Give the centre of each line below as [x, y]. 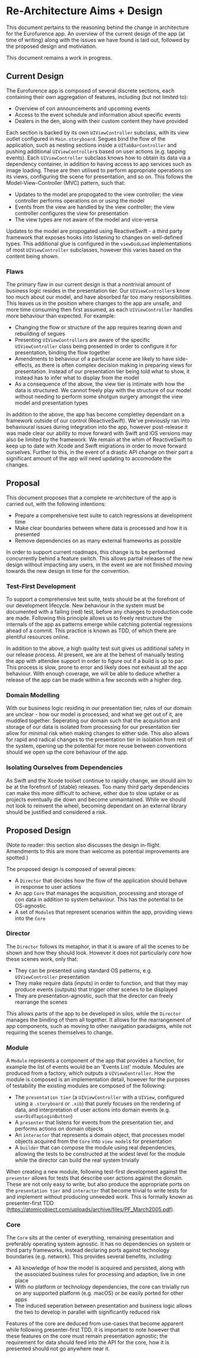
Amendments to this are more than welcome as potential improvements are [98, 851]
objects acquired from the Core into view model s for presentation [93, 1141]
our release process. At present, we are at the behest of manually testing [95, 655]
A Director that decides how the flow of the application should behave [101, 880]
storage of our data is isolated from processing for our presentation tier [93, 727]
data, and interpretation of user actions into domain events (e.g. [92, 1110]
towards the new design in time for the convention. [68, 571]
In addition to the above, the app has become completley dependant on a [95, 414]
